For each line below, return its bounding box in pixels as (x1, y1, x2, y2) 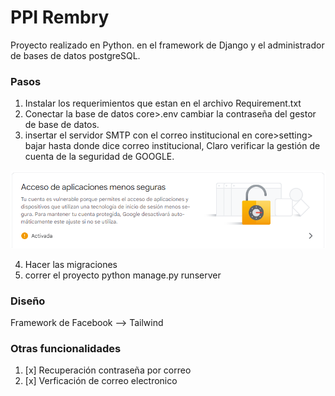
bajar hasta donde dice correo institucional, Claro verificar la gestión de (24, 140, 321, 152)
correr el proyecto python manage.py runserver (24, 269, 222, 281)
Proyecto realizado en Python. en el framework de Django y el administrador (10, 39, 325, 51)
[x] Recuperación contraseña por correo (24, 364, 192, 376)
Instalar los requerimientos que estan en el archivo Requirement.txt (24, 97, 302, 110)
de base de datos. (24, 119, 100, 131)
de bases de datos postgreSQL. (10, 49, 141, 61)
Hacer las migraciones (24, 258, 118, 270)
